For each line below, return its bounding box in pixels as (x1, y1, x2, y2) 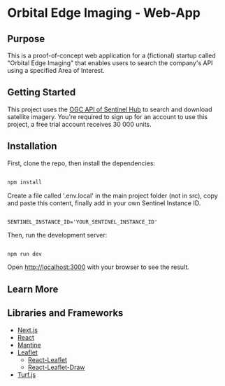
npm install (7, 179, 42, 186)
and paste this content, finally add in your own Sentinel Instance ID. (7, 198, 201, 207)
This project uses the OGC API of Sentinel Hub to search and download (7, 105, 212, 113)
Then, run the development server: (7, 230, 108, 239)
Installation (7, 140, 57, 152)
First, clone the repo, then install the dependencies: (7, 159, 156, 167)
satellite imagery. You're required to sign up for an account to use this (7, 112, 208, 120)
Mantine (17, 340, 41, 349)
